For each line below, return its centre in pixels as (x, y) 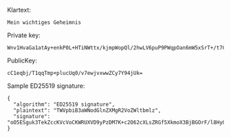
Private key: (24, 35)
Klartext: (19, 10)
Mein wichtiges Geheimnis (44, 23)
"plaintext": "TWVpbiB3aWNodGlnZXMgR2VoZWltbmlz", (87, 111)
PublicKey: (22, 60)
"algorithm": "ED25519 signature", (64, 104)
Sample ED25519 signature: (46, 86)
